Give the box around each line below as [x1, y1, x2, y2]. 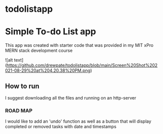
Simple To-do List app [5, 26, 96, 37]
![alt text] [5, 57, 24, 63]
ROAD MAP [5, 107, 33, 114]
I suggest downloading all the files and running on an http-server [5, 95, 136, 100]
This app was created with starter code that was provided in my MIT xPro [5, 42, 154, 48]
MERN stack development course [5, 48, 73, 54]
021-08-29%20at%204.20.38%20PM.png [5, 67, 91, 73]
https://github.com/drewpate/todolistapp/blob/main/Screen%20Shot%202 [6, 63, 158, 68]
